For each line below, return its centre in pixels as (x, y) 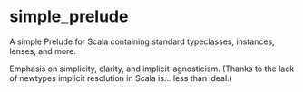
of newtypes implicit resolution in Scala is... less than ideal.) (121, 78)
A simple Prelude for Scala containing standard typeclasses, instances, (142, 41)
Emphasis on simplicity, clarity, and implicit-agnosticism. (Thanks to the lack (152, 69)
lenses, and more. (43, 51)
